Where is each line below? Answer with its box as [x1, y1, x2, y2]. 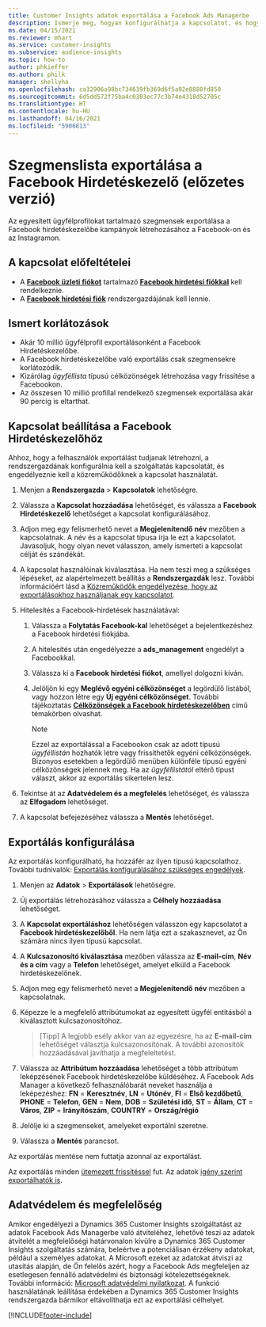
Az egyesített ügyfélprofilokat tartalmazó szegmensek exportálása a [8, 215, 231, 226]
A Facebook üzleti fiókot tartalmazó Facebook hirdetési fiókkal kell [19, 276, 242, 286]
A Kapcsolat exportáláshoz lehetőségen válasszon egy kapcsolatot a [19, 919, 248, 929]
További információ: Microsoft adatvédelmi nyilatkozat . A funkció [8, 1278, 220, 1287]
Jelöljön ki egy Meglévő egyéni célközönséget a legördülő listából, [31, 684, 252, 693]
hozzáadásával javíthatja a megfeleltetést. [39, 1047, 177, 1058]
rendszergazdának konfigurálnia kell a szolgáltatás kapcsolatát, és [8, 461, 225, 471]
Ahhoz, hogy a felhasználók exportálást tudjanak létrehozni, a [8, 453, 210, 463]
